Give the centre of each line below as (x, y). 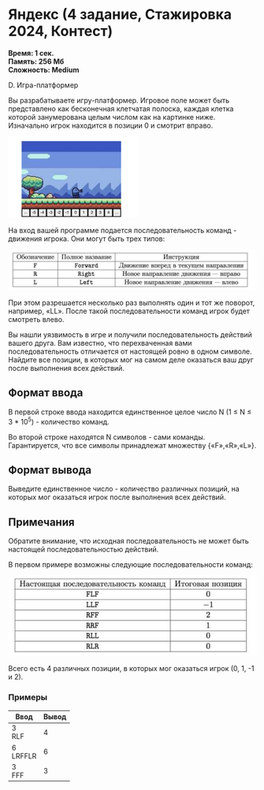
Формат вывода (50, 470)
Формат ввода (46, 393)
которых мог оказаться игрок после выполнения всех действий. (117, 497)
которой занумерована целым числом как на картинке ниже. (112, 117)
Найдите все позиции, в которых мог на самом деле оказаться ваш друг (131, 360)
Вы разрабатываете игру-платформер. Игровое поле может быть (119, 100)
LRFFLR (24, 756)
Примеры (28, 697)
